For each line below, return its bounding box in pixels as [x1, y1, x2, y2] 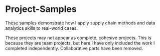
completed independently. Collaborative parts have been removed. [5, 45, 143, 51]
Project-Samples [5, 3, 77, 15]
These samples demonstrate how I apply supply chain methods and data [5, 20, 155, 26]
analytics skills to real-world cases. [5, 25, 78, 31]
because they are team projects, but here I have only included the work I [5, 40, 155, 46]
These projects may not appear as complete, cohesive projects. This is [5, 35, 151, 41]
